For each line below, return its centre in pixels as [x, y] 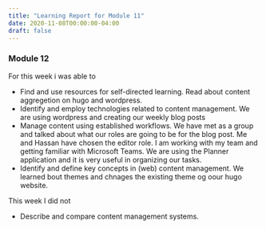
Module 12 [29, 58]
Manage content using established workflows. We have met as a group [137, 126]
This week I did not [40, 200]
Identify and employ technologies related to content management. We [135, 108]
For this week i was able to [52, 76]
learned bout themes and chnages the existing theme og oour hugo [131, 176]
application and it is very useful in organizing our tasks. [111, 159]
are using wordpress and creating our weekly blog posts [113, 117]
